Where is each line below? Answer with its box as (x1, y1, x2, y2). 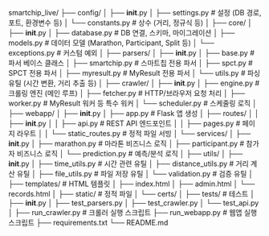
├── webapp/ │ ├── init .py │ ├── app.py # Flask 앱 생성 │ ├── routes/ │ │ (8, 109, 259, 118)
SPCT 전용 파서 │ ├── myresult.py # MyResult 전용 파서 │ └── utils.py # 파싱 (8, 68, 261, 77)
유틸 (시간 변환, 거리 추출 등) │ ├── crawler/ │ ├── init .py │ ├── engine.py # (8, 78, 260, 88)
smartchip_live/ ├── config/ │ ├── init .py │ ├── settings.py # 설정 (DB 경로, (8, 8, 262, 17)
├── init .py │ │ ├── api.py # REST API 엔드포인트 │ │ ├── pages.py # (8, 118, 241, 128)
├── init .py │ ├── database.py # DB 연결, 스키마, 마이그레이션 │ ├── (8, 28, 235, 37)
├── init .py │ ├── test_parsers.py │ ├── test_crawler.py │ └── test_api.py (8, 198, 259, 208)
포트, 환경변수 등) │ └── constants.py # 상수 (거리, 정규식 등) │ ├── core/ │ (8, 18, 253, 27)
